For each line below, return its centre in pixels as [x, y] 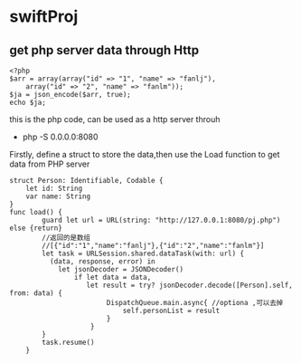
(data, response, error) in [102, 262]
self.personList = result [171, 310]
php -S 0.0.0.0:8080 [60, 137]
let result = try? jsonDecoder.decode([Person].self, [190, 285]
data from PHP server [50, 164]
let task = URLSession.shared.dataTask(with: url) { [143, 253]
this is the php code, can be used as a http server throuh [115, 119]
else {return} [36, 228]
